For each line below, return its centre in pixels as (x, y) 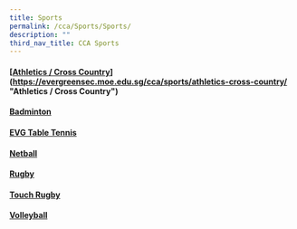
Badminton (30, 112)
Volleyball (29, 215)
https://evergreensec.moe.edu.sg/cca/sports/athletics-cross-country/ (150, 81)
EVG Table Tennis (43, 133)
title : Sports (36, 18)
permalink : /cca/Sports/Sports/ (70, 26)
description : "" (40, 34)
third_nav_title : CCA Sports (64, 43)
